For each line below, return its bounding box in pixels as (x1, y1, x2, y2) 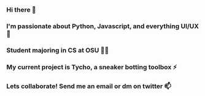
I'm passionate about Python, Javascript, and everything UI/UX (6, 21, 199, 30)
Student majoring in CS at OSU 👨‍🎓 (6, 46, 109, 54)
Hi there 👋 (6, 6, 37, 14)
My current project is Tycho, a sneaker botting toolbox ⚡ (6, 62, 177, 71)
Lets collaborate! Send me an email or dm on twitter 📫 (6, 82, 172, 90)
